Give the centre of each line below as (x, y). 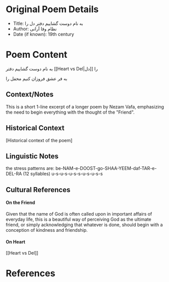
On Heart (15, 241)
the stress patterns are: (30, 168)
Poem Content (37, 55)
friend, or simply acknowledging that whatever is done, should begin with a (84, 225)
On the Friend (20, 203)
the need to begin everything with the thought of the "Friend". (70, 112)
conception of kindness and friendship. (47, 230)
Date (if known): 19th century (43, 34)
